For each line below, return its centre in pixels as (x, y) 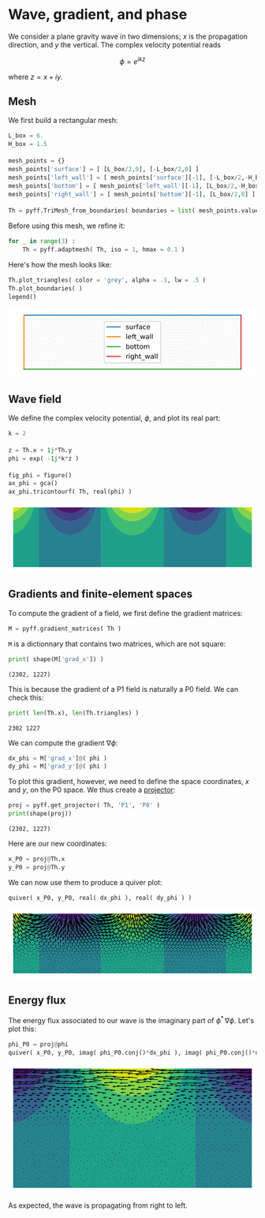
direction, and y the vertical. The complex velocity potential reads (114, 44)
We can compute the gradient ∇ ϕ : (63, 742)
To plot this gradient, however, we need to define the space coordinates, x (129, 782)
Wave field (35, 399)
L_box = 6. (26, 136)
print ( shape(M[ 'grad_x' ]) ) (56, 659)
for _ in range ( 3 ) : (42, 241)
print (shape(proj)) (40, 814)
